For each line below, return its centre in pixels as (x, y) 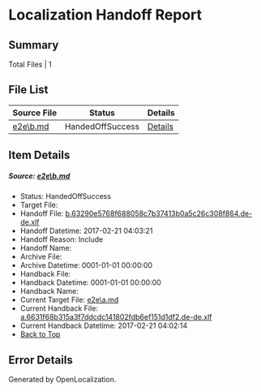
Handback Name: (49, 291)
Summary (34, 45)
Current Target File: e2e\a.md (69, 300)
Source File (35, 113)
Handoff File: (42, 213)
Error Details (41, 360)
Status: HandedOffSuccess (66, 196)
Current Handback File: (59, 308)
